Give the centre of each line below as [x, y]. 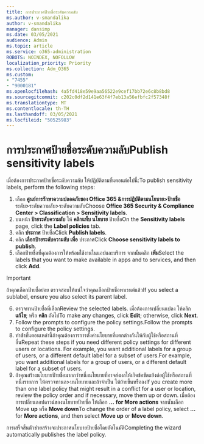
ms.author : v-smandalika [38, 18]
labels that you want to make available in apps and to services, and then [105, 260]
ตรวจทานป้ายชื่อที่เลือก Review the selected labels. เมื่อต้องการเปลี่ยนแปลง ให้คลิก [103, 308]
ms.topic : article [30, 46]
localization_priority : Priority [49, 63]
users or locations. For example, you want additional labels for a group [103, 349]
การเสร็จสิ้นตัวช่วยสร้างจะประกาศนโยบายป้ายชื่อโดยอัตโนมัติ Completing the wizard [94, 428]
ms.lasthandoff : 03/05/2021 [42, 114]
